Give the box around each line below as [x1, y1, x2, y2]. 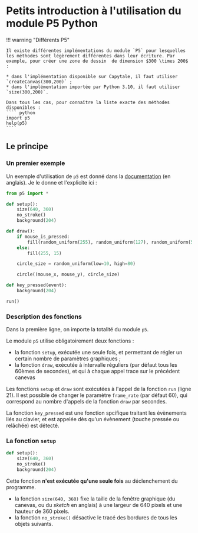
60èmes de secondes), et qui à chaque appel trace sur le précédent [14, 368, 180, 375]
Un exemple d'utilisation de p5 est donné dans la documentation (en [6, 173, 171, 180]
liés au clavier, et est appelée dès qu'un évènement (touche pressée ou [6, 416, 180, 423]
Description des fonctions [6, 312, 82, 321]
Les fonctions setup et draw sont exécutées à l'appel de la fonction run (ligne [6, 386, 192, 393]
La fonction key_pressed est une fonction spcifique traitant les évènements [6, 409, 187, 416]
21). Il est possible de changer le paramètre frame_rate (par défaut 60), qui [6, 392, 187, 399]
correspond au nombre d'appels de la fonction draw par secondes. [6, 398, 167, 405]
